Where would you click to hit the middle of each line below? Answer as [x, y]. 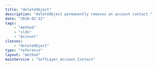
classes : [14, 41]
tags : [11, 23]
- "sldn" [23, 32]
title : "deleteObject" [28, 9]
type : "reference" [24, 50]
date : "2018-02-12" [25, 18]
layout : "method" [23, 55]
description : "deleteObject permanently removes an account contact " [79, 14]
